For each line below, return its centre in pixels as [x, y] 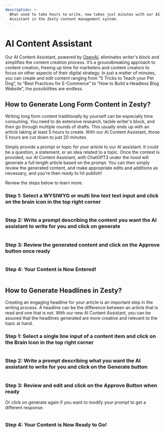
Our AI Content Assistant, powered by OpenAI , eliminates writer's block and [82, 57]
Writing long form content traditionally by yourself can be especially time [79, 116]
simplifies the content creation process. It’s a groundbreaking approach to [80, 62]
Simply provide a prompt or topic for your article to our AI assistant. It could [82, 147]
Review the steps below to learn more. [44, 183]
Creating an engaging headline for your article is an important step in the [79, 302]
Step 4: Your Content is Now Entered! [51, 269]
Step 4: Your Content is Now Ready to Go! [56, 425]
